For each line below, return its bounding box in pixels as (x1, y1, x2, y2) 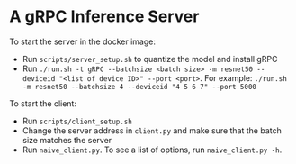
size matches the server (22, 134, 112, 145)
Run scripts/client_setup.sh (22, 115, 132, 126)
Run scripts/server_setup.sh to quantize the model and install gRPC (22, 53, 278, 64)
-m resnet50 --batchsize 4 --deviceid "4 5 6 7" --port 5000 (22, 82, 257, 91)
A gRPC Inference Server (9, 6, 200, 27)
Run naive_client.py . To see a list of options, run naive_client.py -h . (22, 144, 283, 155)
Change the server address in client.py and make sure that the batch (22, 124, 282, 136)
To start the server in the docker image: (9, 36, 156, 47)
